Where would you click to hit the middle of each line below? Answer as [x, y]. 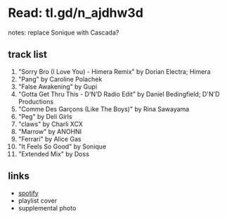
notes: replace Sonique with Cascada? [64, 32]
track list [28, 55]
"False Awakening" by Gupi [58, 87]
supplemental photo [47, 208]
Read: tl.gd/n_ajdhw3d [76, 13]
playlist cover [38, 200]
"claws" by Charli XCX [51, 124]
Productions [36, 101]
